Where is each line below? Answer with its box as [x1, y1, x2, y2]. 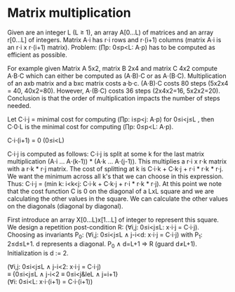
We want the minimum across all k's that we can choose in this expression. [7, 172, 224, 180]
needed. [7, 101, 32, 109]
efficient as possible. [7, 51, 68, 59]
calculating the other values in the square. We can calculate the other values [7, 194, 229, 203]
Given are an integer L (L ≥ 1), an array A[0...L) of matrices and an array [7, 28, 214, 36]
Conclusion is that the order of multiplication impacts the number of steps [7, 93, 220, 102]
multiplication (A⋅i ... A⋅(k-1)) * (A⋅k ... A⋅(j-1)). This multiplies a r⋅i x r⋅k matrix [7, 157, 227, 166]
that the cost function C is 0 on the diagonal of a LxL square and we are [7, 187, 215, 195]
